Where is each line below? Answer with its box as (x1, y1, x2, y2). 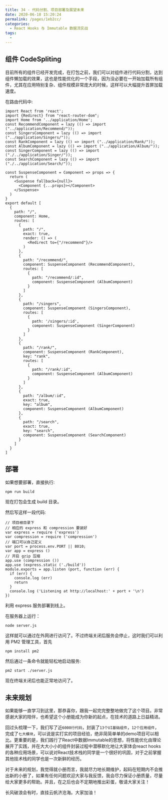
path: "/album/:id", (23, 393, 66, 398)
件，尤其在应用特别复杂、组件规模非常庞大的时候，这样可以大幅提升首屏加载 (5, 82, 163, 88)
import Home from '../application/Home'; (5, 117, 93, 123)
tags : (5, 31, 16, 36)
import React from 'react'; (5, 109, 64, 114)
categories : (5, 21, 30, 27)
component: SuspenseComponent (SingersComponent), (23, 306, 131, 311)
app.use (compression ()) (5, 558, 59, 563)
